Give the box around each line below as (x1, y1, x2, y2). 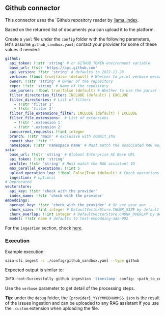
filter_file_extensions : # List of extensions (9, 116, 109, 121)
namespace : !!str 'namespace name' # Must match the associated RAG (9, 143, 153, 148)
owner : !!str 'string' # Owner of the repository (9, 79, 113, 84)
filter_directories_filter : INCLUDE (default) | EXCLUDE (9, 93, 129, 97)
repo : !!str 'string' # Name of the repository (9, 84, 109, 89)
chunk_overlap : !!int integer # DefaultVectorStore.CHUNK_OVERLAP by (9, 212, 155, 217)
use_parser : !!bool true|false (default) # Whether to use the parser (9, 88, 157, 93)
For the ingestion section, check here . (5, 225, 83, 231)
